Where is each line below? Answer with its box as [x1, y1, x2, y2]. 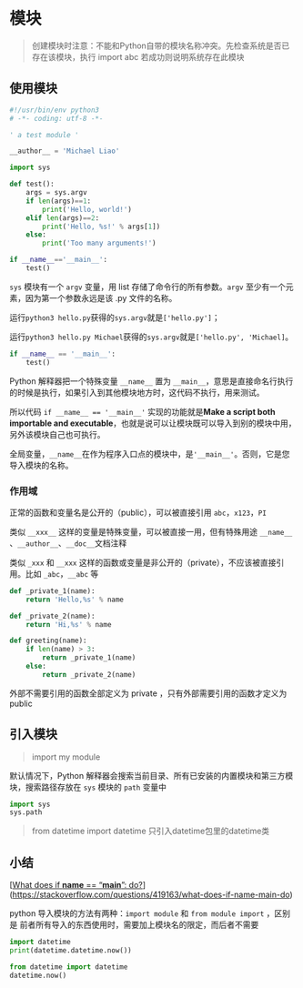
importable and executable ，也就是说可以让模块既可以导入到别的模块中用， [9, 418, 298, 428]
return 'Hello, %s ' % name [25, 595, 125, 604]
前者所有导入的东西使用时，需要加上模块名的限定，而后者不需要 [19, 920, 259, 931]
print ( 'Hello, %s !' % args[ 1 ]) [42, 222, 161, 231]
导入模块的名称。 [9, 459, 74, 470]
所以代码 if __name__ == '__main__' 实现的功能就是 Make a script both [9, 406, 276, 417]
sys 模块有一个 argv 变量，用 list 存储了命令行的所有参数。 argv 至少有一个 [9, 281, 287, 292]
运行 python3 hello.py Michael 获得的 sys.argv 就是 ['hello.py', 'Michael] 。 [9, 331, 294, 342]
